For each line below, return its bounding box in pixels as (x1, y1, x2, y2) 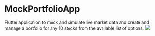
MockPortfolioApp (4, 3, 80, 15)
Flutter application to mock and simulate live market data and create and (4, 19, 149, 25)
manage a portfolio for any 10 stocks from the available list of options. (4, 25, 144, 31)
